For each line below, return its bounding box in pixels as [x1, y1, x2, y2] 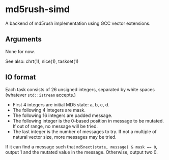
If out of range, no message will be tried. [12, 123, 98, 129]
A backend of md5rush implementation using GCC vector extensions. [5, 20, 151, 26]
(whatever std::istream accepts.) [5, 92, 76, 98]
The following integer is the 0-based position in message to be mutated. [12, 117, 164, 124]
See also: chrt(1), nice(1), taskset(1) [5, 58, 79, 64]
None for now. [5, 48, 35, 54]
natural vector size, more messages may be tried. [12, 134, 117, 140]
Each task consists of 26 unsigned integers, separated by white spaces [5, 86, 155, 92]
